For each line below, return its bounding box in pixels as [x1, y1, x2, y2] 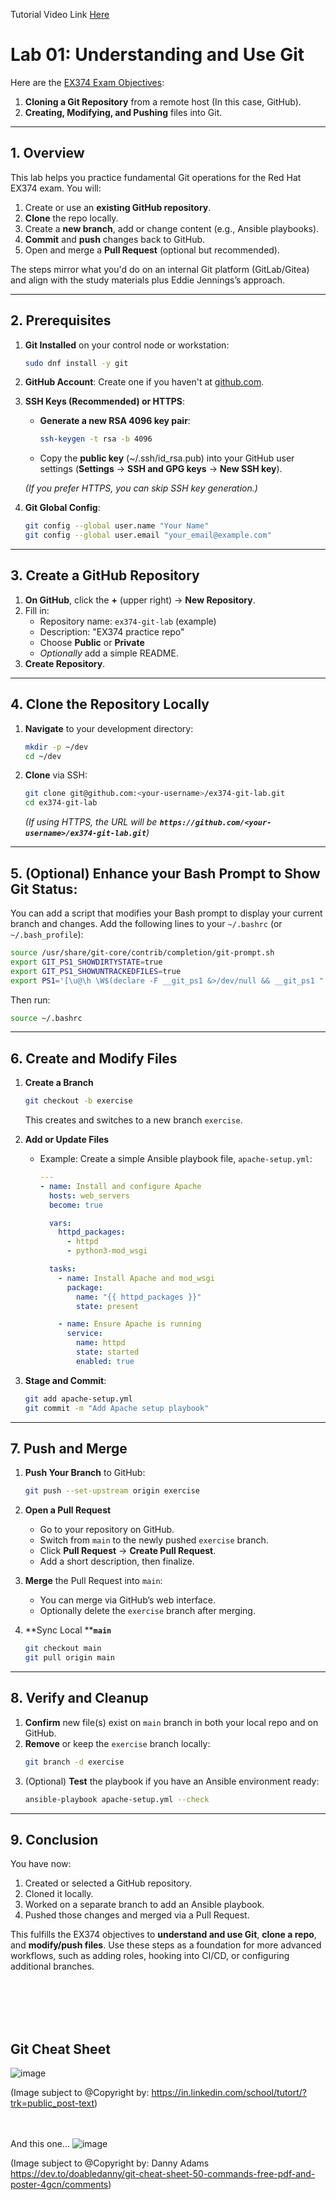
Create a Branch [24, 1077, 94, 1089]
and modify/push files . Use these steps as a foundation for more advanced [10, 1939, 322, 1951]
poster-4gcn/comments [10, 2179, 109, 2191]
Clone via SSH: [24, 769, 88, 781]
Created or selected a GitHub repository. [24, 1877, 193, 1889]
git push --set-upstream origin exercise [24, 1486, 201, 1496]
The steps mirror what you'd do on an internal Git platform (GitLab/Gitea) [10, 263, 310, 275]
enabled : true [75, 1356, 135, 1366]
